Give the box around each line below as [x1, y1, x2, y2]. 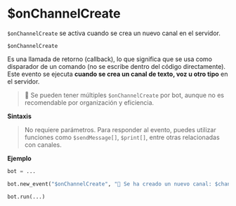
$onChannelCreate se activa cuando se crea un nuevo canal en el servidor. [7, 29, 221, 37]
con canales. [24, 140, 62, 149]
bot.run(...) [7, 193, 46, 200]
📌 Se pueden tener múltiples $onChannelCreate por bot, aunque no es [24, 91, 225, 99]
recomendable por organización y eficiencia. [24, 98, 155, 107]
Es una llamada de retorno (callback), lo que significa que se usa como [7, 55, 213, 63]
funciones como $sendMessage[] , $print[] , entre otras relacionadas [24, 133, 220, 141]
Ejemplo [7, 154, 32, 162]
